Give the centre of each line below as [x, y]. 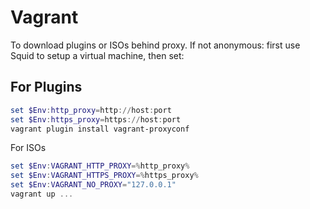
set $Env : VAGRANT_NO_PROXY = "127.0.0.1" [93, 185]
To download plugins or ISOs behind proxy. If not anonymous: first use [155, 45]
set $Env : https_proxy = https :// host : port [96, 119]
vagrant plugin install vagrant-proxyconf [100, 129]
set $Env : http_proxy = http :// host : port [91, 110]
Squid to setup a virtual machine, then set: [97, 55]
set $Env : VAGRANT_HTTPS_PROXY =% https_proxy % [104, 176]
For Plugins [46, 87]
